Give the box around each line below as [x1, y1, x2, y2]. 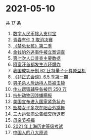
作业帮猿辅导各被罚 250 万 [12, 86, 67, 92]
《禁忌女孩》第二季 [12, 43, 52, 48]
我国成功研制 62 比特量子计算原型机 [12, 67, 86, 73]
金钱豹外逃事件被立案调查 [12, 49, 65, 55]
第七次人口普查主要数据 [12, 55, 61, 61]
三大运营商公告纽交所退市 [12, 111, 65, 117]
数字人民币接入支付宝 [12, 30, 56, 36]
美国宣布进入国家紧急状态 [12, 98, 65, 104]
